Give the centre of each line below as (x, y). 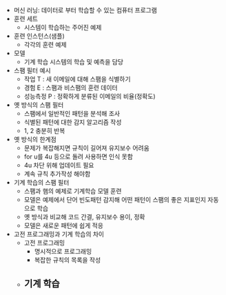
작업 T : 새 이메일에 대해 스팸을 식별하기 (77, 79)
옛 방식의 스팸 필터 (39, 105)
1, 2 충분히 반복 (44, 131)
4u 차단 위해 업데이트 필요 (59, 165)
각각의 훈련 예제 (45, 44)
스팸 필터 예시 (32, 70)
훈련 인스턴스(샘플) (39, 36)
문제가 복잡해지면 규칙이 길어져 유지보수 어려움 (86, 148)
